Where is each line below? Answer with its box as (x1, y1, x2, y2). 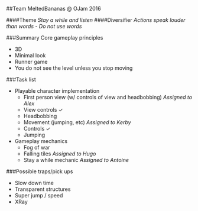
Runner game (14, 59, 48, 65)
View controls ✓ (23, 106, 63, 113)
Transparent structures (14, 186, 71, 193)
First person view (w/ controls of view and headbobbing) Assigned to (23, 94, 193, 100)
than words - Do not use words (6, 23, 82, 30)
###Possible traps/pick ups (6, 168, 73, 175)
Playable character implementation (14, 87, 100, 94)
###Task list (6, 76, 37, 83)
